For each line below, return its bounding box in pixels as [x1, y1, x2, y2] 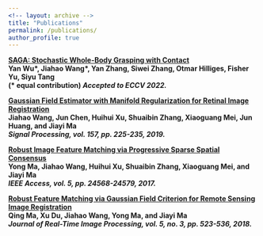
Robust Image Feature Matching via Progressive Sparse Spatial [8, 145, 220, 154]
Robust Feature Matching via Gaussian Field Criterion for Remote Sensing [8, 194, 256, 204]
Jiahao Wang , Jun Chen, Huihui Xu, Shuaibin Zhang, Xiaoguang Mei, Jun [8, 112, 253, 123]
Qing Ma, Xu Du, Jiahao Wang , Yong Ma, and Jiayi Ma [8, 211, 188, 220]
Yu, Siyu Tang [8, 72, 55, 82]
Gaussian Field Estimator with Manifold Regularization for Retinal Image [8, 96, 250, 105]
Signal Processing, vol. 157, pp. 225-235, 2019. [8, 130, 166, 139]
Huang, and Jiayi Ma [8, 121, 77, 131]
